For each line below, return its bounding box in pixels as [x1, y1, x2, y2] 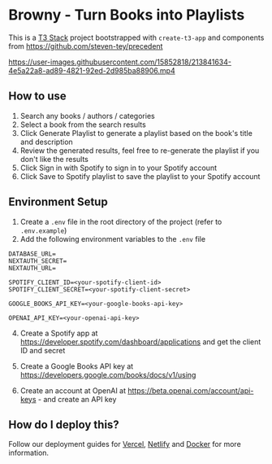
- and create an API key [37, 394, 117, 404]
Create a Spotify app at [19, 328, 98, 338]
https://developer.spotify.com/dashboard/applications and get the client [19, 336, 261, 347]
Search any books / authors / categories [19, 111, 156, 120]
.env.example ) [19, 225, 67, 235]
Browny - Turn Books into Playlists [8, 6, 245, 24]
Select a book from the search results [19, 120, 146, 129]
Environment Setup [8, 195, 108, 209]
